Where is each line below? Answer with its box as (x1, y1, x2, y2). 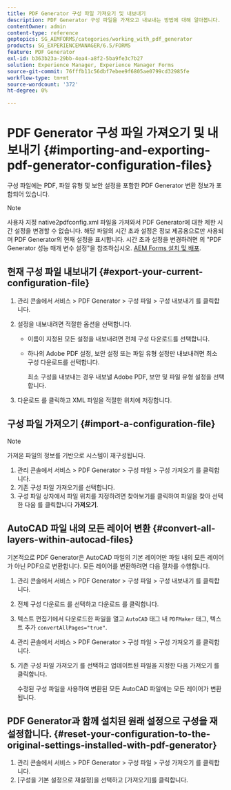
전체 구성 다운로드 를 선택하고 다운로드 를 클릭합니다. (17, 599, 159, 608)
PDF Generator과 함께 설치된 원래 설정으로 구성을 (7, 715, 208, 726)
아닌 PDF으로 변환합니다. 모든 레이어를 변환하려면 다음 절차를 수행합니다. (14, 561, 210, 570)
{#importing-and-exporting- (43, 142, 210, 158)
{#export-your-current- (99, 266, 203, 278)
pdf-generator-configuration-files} (7, 158, 212, 173)
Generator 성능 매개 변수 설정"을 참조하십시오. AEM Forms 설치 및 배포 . (7, 244, 201, 252)
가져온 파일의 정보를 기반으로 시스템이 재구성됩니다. (7, 451, 145, 460)
